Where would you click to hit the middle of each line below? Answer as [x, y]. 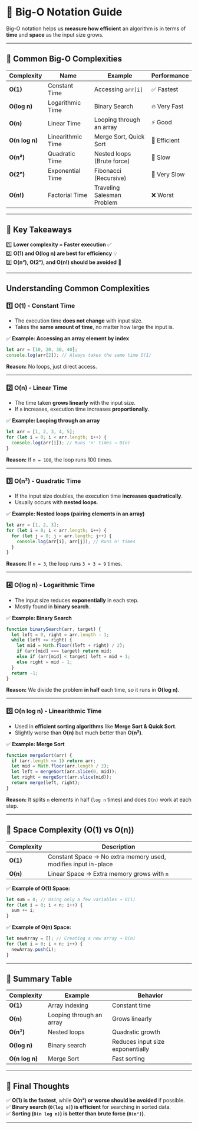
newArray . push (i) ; [34, 949]
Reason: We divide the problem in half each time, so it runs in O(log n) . [93, 690]
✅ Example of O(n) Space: [39, 927]
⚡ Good [161, 122]
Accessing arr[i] [118, 89]
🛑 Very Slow [168, 174]
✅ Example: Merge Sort [35, 744]
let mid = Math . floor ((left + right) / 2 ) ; [71, 646]
